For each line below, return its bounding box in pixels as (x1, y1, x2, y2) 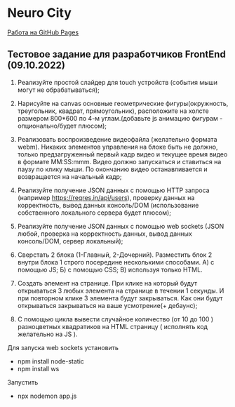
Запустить (7, 378, 39, 387)
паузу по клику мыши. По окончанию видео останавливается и (17, 165, 208, 173)
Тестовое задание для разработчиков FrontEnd (7, 48, 226, 60)
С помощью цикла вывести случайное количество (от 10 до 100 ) (17, 314, 214, 323)
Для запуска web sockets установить (7, 343, 119, 352)
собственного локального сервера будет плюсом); (17, 208, 172, 217)
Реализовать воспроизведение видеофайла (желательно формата (17, 135, 217, 143)
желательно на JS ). (17, 330, 78, 338)
